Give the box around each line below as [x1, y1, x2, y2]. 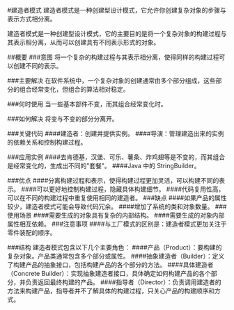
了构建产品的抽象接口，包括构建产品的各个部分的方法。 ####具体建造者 [7, 261, 214, 269]
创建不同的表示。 [13, 62, 63, 70]
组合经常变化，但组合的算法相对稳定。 [19, 85, 130, 93]
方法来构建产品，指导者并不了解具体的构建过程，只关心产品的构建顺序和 [7, 287, 214, 295]
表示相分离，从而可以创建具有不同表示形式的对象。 [13, 38, 160, 47]
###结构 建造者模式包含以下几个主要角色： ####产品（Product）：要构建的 [7, 243, 222, 252]
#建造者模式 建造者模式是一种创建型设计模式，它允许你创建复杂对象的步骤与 [7, 6, 226, 14]
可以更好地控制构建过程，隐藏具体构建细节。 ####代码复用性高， [36, 185, 225, 193]
